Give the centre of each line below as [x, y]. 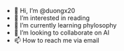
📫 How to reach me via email [56, 40]
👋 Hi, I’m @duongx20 [44, 11]
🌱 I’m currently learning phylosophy [65, 25]
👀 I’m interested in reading [51, 18]
